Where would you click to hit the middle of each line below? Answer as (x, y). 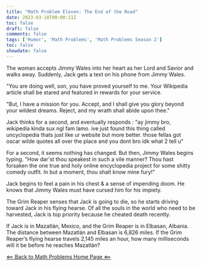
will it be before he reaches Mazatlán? (53, 245)
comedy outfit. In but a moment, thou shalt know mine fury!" (81, 172)
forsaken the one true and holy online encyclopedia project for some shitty (98, 165)
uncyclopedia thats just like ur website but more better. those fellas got (94, 135)
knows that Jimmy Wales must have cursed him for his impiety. (84, 190)
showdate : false (26, 51)
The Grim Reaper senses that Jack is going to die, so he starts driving (92, 201)
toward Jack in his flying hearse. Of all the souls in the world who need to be (101, 208)
